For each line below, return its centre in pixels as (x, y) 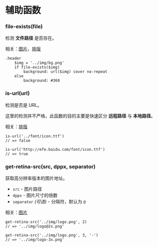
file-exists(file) (24, 27)
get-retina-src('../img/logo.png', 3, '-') (52, 235)
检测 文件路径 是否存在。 (31, 38)
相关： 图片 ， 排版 (23, 49)
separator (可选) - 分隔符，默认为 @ (49, 202)
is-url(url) (17, 93)
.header (13, 59)
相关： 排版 (16, 127)
